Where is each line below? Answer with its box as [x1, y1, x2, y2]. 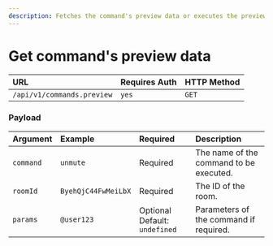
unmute [60, 158, 86, 167]
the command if [194, 214, 256, 225]
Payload [8, 112, 41, 123]
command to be [194, 157, 256, 168]
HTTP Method [184, 76, 240, 88]
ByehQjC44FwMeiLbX [60, 186, 132, 196]
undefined [139, 225, 177, 234]
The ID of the [194, 180, 245, 192]
